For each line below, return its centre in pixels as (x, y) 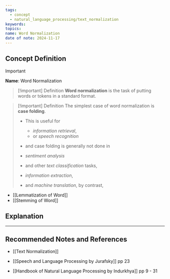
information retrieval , (55, 131)
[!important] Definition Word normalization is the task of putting (84, 90)
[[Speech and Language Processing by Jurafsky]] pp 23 (71, 261)
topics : (13, 29)
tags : (11, 10)
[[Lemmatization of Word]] (40, 195)
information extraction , (49, 175)
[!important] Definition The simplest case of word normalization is (86, 106)
